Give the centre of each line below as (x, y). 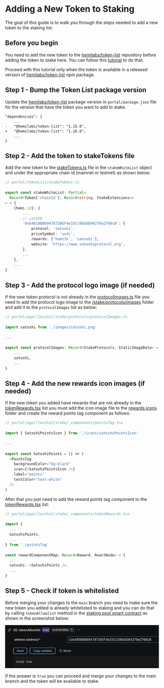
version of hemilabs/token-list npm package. (50, 75)
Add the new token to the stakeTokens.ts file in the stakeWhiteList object (79, 167)
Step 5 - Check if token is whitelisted (62, 591)
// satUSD (32, 218)
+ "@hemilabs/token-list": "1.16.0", (46, 131)
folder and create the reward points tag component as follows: (68, 413)
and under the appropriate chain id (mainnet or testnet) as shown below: (78, 173)
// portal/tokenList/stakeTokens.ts (42, 182)
